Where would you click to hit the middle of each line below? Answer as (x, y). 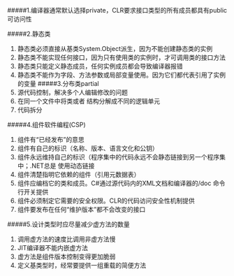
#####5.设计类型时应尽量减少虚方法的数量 (69, 224)
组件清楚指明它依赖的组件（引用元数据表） (79, 174)
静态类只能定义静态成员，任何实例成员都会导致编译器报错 (100, 66)
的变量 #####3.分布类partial (58, 83)
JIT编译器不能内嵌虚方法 (53, 248)
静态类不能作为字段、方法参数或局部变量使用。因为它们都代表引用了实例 (121, 75)
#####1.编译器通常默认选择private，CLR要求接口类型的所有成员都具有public (117, 10)
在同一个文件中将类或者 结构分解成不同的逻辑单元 (89, 101)
